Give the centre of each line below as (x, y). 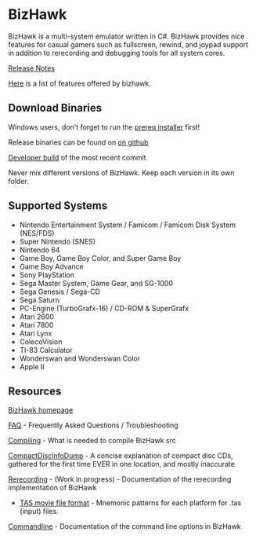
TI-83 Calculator (46, 350)
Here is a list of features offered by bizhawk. (79, 83)
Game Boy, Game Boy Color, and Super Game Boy (100, 258)
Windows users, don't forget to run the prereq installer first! (104, 126)
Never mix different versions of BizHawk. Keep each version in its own (121, 172)
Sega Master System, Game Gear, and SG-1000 (96, 283)
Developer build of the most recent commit (77, 157)
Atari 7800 (36, 324)
